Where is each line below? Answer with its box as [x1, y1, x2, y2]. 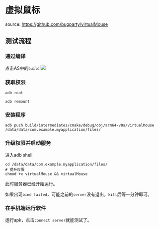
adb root [5, 90, 23, 95]
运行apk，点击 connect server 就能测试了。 [5, 217, 92, 223]
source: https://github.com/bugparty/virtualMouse [5, 21, 108, 27]
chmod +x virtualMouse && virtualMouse [5, 171, 88, 176]
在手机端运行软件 [5, 205, 46, 212]
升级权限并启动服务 [5, 140, 51, 147]
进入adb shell [5, 152, 33, 158]
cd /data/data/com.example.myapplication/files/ [5, 162, 108, 167]
